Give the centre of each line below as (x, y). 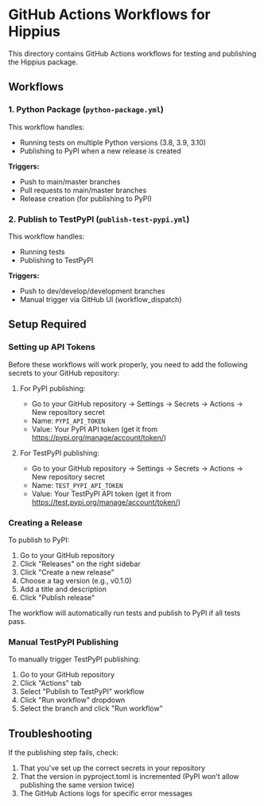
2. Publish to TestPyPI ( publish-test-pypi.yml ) (99, 219)
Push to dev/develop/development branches (92, 291)
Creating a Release (45, 522)
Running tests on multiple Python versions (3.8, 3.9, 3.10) (113, 142)
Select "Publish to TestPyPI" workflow (82, 692)
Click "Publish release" (57, 597)
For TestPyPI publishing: (59, 453)
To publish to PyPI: (39, 540)
